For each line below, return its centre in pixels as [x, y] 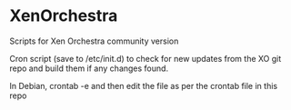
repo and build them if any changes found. [89, 68]
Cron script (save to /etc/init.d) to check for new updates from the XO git [145, 58]
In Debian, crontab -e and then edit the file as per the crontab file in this [144, 85]
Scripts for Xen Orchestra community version [94, 41]
